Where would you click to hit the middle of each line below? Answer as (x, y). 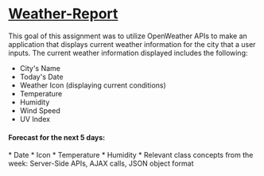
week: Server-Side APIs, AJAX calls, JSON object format (101, 163)
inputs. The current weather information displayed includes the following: (128, 53)
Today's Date (41, 76)
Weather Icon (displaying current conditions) (93, 85)
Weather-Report (63, 14)
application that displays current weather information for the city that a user (132, 44)
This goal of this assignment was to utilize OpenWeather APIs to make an (128, 36)
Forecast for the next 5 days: (57, 137)
